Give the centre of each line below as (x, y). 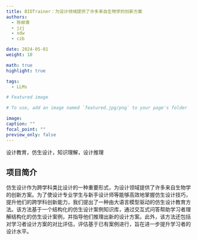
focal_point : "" (26, 129)
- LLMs (19, 87)
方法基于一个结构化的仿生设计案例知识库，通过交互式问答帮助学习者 (103, 210)
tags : (13, 81)
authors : (17, 17)
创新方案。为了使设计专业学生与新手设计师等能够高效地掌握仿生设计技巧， (101, 195)
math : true (19, 65)
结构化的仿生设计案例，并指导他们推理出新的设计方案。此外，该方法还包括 (101, 217)
